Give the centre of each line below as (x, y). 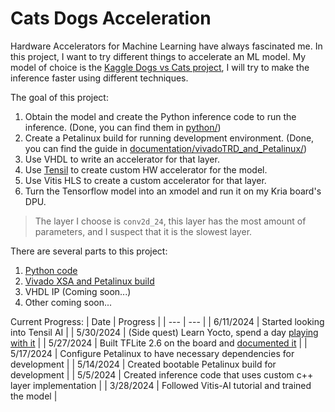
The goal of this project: (59, 97)
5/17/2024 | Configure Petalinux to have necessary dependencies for (152, 353)
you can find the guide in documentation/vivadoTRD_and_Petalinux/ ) (166, 148)
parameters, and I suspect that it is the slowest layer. (143, 231)
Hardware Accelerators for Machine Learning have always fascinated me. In (166, 46)
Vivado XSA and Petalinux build (89, 281)
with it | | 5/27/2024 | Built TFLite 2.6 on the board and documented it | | (159, 343)
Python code (51, 270)
